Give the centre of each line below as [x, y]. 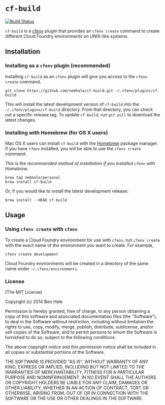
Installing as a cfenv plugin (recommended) [58, 66]
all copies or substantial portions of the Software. [55, 352]
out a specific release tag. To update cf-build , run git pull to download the [83, 114]
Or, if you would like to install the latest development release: [67, 191]
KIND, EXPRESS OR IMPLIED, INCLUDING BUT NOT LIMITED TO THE [75, 367]
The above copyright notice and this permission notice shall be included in [81, 347]
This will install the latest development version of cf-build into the [72, 104]
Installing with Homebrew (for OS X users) [57, 133]
